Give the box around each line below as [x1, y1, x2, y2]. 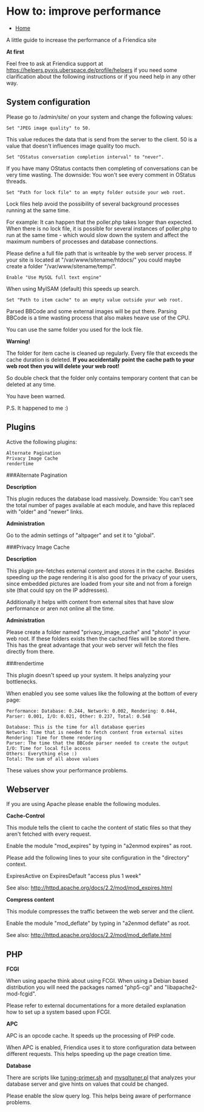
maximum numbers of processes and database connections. [6, 238, 158, 245]
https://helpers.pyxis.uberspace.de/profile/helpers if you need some [6, 66, 177, 74]
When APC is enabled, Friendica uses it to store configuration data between [6, 1044, 196, 1051]
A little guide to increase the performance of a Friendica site [6, 36, 157, 43]
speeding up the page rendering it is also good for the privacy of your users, [6, 573, 197, 580]
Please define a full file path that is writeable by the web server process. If [6, 249, 192, 257]
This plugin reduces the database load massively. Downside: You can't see [6, 495, 194, 502]
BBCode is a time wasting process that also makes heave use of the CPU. [6, 314, 190, 321]
